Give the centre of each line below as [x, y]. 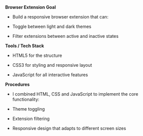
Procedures [17, 84]
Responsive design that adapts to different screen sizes [69, 128]
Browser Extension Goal [31, 7]
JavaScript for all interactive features [50, 75]
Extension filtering [31, 119]
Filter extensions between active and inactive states [65, 36]
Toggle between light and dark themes [52, 26]
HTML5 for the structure [37, 55]
